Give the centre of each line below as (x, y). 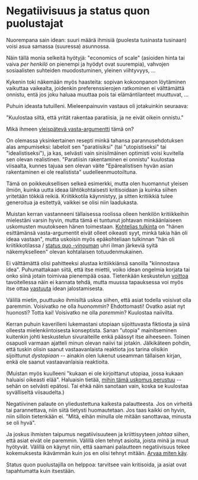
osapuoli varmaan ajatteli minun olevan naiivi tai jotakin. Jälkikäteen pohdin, (98, 343)
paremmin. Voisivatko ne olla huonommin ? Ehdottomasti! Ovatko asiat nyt (96, 306)
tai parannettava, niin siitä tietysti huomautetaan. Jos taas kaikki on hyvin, (96, 410)
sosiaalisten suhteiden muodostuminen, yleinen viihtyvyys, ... (81, 70)
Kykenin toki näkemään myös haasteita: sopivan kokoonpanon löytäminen (96, 82)
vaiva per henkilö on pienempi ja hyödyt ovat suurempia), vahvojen (88, 64)
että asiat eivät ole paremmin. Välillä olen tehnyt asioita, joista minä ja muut (98, 440)
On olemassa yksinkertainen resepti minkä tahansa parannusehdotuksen (95, 140)
